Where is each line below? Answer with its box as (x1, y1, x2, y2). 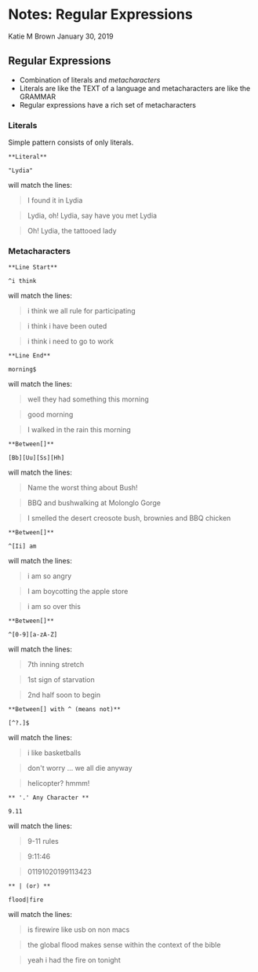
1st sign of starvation (27, 675, 96, 684)
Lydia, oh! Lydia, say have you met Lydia (27, 211, 158, 221)
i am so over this (27, 602, 81, 611)
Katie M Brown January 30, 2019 (8, 31, 114, 41)
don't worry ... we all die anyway (27, 764, 133, 773)
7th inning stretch (27, 660, 85, 669)
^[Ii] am (8, 542, 37, 551)
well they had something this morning (27, 394, 149, 404)
